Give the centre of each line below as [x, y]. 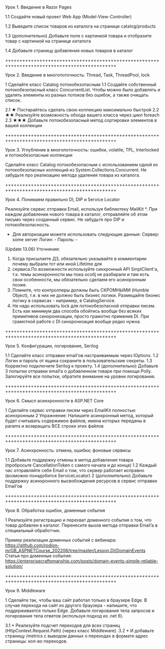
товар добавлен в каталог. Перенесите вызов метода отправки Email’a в [81, 525]
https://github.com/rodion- [32, 545]
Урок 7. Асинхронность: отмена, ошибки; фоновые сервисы [68, 450]
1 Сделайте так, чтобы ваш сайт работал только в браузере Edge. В [76, 600]
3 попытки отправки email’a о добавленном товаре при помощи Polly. [78, 371]
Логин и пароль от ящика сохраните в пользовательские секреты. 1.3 [79, 361]
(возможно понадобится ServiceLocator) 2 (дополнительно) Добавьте [79, 476]
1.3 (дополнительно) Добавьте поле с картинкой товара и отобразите [78, 36]
